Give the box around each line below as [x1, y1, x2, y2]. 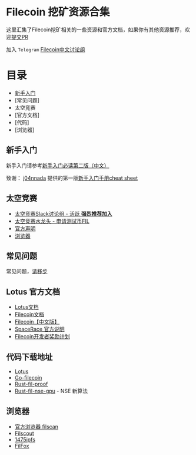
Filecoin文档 [14, 311, 45, 318]
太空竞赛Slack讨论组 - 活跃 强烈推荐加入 [14, 210, 112, 217]
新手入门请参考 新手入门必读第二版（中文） [6, 161, 109, 169]
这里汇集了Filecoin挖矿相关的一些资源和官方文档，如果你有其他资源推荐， [6, 26, 185, 33]
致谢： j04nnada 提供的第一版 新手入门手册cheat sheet [6, 174, 138, 182]
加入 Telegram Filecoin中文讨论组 [6, 45, 85, 53]
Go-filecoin [14, 374, 42, 381]
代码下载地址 [6, 352, 53, 362]
